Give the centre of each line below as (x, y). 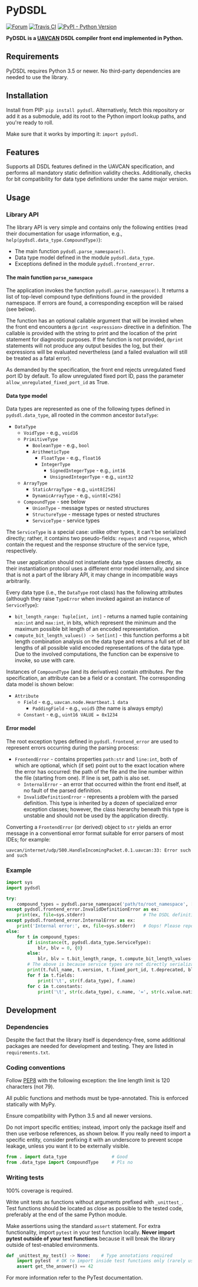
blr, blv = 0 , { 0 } (60, 948)
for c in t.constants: (55, 986)
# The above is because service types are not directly (97, 965)
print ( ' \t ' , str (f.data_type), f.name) (86, 981)
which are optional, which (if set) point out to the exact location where (100, 765)
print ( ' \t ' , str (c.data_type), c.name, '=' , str (98, 992)
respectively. (22, 551)
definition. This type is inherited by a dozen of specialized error (100, 803)
